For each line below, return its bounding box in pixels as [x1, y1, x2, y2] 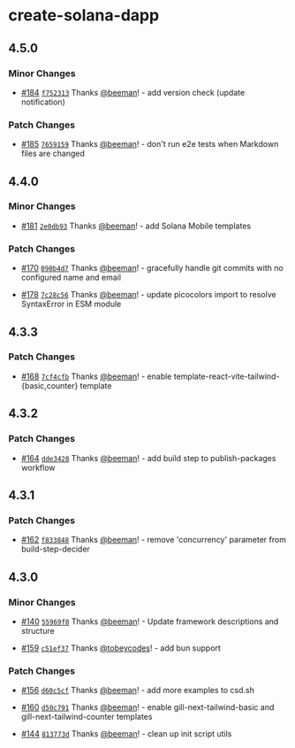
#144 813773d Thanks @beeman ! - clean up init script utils [20, 729, 232, 739]
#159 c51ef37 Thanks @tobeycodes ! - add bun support [20, 643, 222, 653]
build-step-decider [20, 544, 90, 554]
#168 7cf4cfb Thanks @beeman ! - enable [20, 371, 172, 382]
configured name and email [20, 272, 121, 283]
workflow [20, 462, 56, 473]
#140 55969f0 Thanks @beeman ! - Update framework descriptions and [20, 616, 279, 627]
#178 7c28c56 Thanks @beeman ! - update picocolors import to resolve [20, 289, 276, 300]
